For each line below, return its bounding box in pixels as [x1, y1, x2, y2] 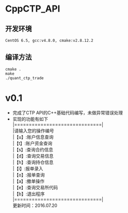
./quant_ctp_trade [5, 75, 44, 81]
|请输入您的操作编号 [12, 127, 54, 134]
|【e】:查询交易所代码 [12, 184, 58, 190]
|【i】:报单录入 [12, 165, 43, 172]
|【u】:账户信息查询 [12, 134, 54, 140]
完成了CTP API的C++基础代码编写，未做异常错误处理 [12, 110, 123, 116]
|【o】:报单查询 [12, 172, 45, 178]
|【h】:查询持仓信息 [12, 159, 54, 165]
